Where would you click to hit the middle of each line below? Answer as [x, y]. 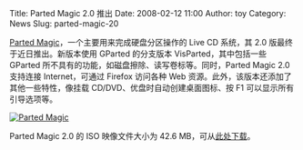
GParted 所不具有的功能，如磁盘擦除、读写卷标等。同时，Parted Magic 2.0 [150, 65]
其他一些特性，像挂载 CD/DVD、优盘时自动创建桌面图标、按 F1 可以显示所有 [151, 88]
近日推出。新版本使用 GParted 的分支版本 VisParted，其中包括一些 [141, 54]
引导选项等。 [33, 99]
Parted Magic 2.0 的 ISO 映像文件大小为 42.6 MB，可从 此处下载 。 [132, 136]
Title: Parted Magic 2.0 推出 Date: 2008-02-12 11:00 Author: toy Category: [148, 13]
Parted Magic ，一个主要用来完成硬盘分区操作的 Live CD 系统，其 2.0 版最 [147, 42]
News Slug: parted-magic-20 [64, 24]
